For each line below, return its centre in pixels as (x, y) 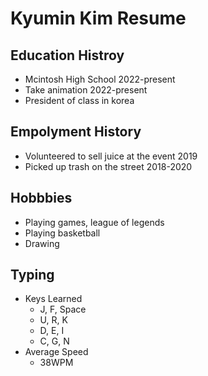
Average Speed (56, 352)
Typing (32, 275)
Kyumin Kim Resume (98, 18)
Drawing (42, 243)
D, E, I (52, 331)
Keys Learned (53, 299)
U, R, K (53, 320)
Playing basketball (62, 233)
